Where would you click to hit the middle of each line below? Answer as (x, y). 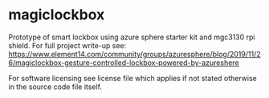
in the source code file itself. (55, 87)
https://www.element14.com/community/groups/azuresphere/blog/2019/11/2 (134, 54)
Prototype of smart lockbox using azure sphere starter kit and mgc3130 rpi (132, 37)
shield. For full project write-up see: (67, 45)
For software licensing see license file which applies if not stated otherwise (132, 78)
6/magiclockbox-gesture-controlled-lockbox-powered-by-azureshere (124, 63)
